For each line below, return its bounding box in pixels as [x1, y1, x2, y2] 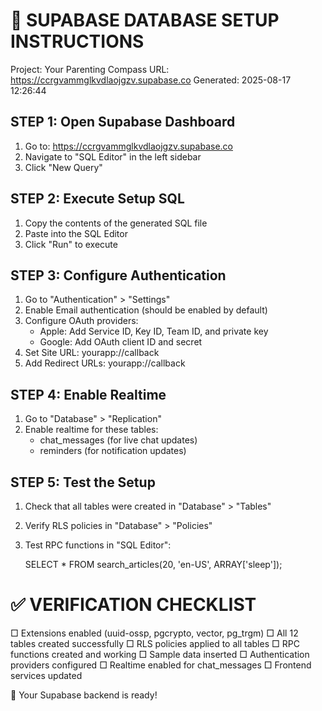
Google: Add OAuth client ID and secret [39, 336, 203, 348]
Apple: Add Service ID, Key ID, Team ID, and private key [39, 325, 269, 338]
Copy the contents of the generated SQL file [24, 217, 208, 229]
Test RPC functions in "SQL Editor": [24, 539, 172, 551]
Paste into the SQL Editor [24, 227, 128, 239]
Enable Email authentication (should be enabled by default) [24, 304, 268, 316]
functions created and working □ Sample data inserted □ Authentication [10, 648, 310, 660]
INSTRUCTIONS [10, 30, 145, 53]
